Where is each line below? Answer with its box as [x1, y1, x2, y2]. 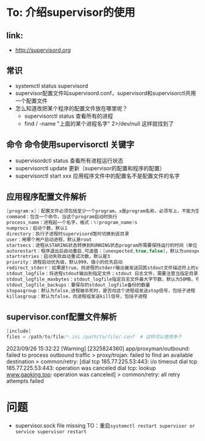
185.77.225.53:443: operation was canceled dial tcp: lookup [6, 364, 156, 371]
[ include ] [6, 328, 32, 334]
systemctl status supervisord [15, 82, 88, 89]
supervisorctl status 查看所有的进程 [24, 112, 113, 120]
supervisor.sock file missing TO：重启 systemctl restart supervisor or [15, 421, 195, 429]
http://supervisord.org [15, 46, 71, 54]
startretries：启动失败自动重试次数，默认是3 [6, 254, 110, 260]
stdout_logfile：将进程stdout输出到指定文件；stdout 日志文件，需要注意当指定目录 [6, 271, 198, 277]
